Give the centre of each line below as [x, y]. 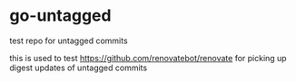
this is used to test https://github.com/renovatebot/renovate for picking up [148, 58]
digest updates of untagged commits [79, 68]
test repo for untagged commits [69, 41]
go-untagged [60, 16]
